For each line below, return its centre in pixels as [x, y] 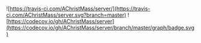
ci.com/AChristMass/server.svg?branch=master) [66, 15]
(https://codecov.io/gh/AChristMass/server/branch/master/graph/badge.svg [100, 27]
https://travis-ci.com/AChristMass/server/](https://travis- [80, 9]
